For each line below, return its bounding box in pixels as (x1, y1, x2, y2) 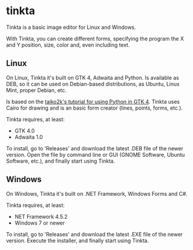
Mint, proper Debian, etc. (6, 87, 66, 94)
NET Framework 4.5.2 (14, 213, 68, 220)
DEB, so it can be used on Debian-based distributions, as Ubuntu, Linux (6, 80, 180, 87)
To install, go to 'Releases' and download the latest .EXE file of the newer (6, 231, 183, 238)
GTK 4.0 (14, 127, 35, 134)
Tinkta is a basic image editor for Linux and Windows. (6, 24, 137, 31)
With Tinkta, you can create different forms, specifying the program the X (6, 35, 184, 42)
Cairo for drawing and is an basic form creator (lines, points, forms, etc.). (6, 104, 183, 111)
